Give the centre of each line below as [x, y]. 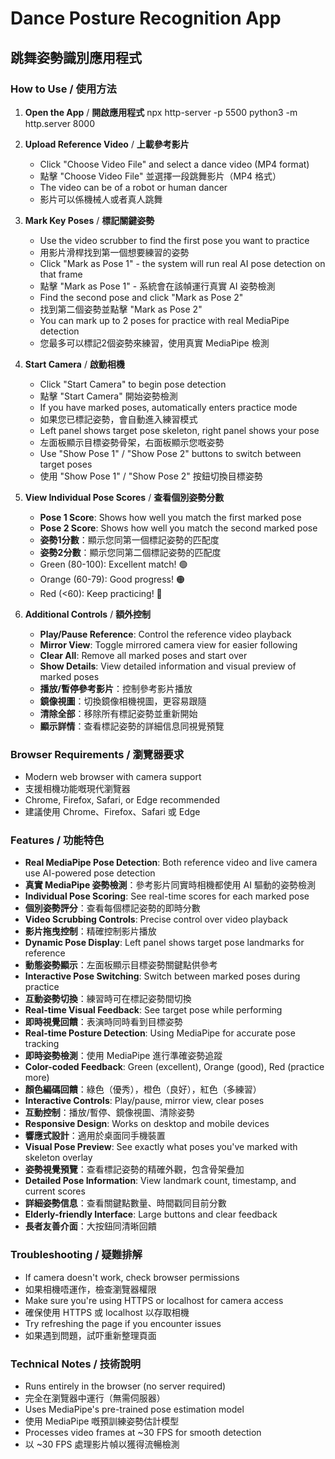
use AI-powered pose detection [90, 873]
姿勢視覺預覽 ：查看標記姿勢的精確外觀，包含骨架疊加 [134, 1169]
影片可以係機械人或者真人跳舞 [101, 199]
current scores [55, 1191]
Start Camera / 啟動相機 [74, 364]
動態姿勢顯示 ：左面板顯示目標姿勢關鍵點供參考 [121, 965]
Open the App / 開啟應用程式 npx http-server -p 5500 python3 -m [161, 112]
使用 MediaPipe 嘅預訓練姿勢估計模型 [102, 1421]
